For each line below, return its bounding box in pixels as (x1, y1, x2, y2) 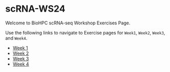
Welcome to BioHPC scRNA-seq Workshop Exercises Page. (5, 20, 131, 26)
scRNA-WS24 (5, 3, 65, 15)
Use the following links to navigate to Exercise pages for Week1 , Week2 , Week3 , (5, 29, 165, 35)
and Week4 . (5, 35, 28, 41)
